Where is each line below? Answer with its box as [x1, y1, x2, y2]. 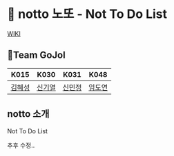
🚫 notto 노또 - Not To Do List [7, 6, 168, 22]
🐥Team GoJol [7, 49, 66, 61]
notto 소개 [7, 108, 50, 120]
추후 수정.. [7, 141, 35, 149]
